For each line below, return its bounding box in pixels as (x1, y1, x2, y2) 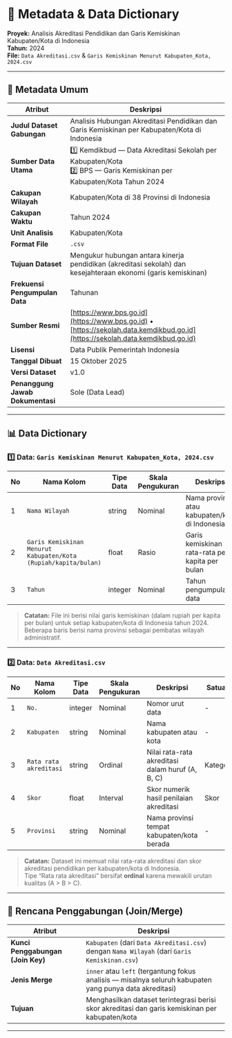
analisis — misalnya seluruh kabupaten (86, 975, 212, 985)
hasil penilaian (146, 793, 193, 802)
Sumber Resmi (10, 320, 60, 330)
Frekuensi (10, 279, 44, 288)
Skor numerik (146, 784, 191, 794)
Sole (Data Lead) (70, 387, 125, 397)
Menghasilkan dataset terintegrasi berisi (86, 994, 216, 1004)
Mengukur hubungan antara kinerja (70, 250, 184, 260)
